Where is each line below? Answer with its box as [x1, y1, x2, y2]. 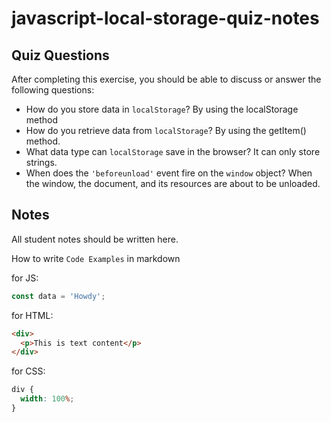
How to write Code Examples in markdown [11, 252, 181, 264]
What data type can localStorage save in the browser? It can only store [25, 146, 321, 157]
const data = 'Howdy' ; [11, 291, 106, 301]
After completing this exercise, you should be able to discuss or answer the [11, 73, 322, 85]
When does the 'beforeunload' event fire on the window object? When [25, 167, 313, 179]
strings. [25, 157, 58, 168]
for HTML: [11, 309, 54, 321]
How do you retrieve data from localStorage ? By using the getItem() [25, 125, 307, 136]
